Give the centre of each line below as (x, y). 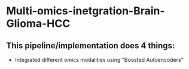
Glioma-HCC (38, 23)
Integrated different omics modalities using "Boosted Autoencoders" (99, 60)
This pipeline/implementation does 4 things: (91, 46)
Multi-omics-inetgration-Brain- (86, 11)
